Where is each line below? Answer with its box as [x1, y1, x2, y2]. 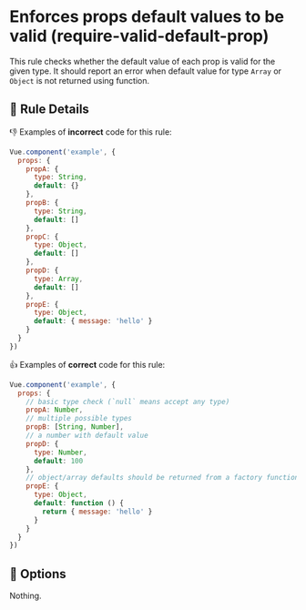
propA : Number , [25, 405, 84, 415]
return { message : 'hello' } [42, 507, 153, 516]
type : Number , [33, 448, 88, 457]
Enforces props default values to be [9, 6, 285, 27]
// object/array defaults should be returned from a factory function [25, 473, 300, 483]
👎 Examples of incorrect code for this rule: [9, 126, 172, 137]
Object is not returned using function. [9, 75, 150, 86]
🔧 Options [9, 566, 66, 582]
